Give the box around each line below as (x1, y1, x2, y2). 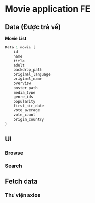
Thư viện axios (5, 192, 41, 199)
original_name (14, 77, 42, 81)
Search (5, 162, 23, 169)
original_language (14, 72, 51, 77)
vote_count (14, 112, 36, 117)
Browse (5, 149, 23, 156)
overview (14, 81, 31, 86)
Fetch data (5, 177, 38, 186)
